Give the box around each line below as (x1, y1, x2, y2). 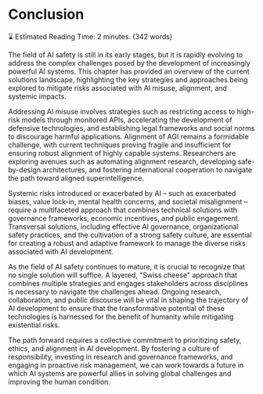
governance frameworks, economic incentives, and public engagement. (8, 213, 240, 222)
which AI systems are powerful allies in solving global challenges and (8, 368, 232, 378)
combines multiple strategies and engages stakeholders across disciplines (8, 278, 249, 287)
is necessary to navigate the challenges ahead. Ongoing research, (8, 287, 222, 296)
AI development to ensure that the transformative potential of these (8, 303, 225, 313)
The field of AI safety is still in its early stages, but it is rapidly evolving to (8, 49, 243, 60)
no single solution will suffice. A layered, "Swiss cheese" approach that (8, 270, 237, 280)
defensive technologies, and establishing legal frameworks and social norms (8, 123, 255, 132)
